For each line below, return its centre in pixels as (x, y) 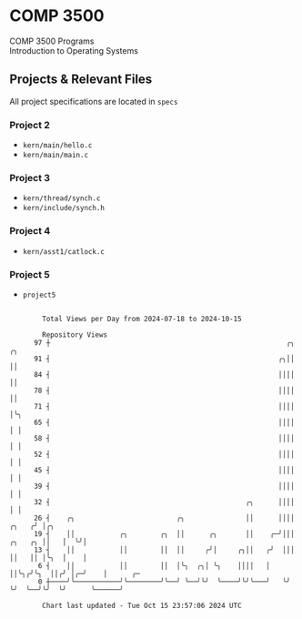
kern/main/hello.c (57, 146)
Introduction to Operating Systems (74, 50)
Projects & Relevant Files (81, 80)
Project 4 (30, 231)
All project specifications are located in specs (94, 101)
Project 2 (30, 125)
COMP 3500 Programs (52, 41)
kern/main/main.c (55, 156)
